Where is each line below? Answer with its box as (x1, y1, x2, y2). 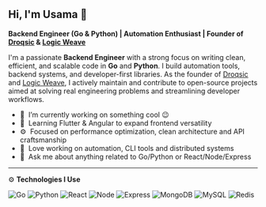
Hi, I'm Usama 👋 (8, 8, 88, 21)
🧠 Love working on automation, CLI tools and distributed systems (19, 143, 234, 152)
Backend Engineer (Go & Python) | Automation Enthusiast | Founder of (8, 28, 244, 38)
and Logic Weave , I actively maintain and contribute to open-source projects (8, 77, 258, 87)
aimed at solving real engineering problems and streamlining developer (8, 86, 241, 96)
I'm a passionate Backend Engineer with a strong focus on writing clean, (8, 52, 246, 62)
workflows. (8, 94, 45, 103)
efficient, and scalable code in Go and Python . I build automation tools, (8, 61, 240, 70)
